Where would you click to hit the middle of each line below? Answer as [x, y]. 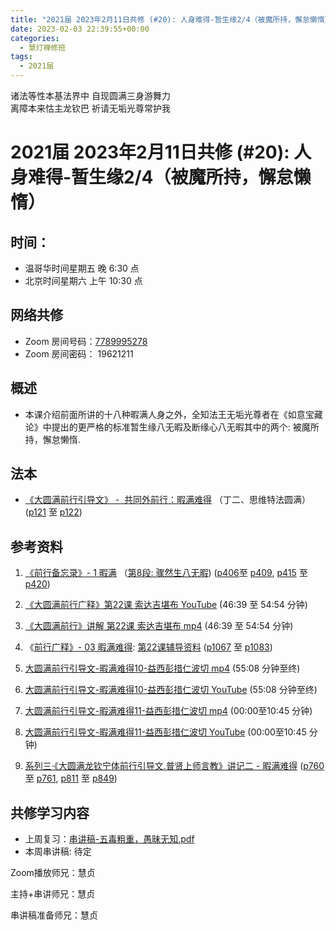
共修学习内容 [50, 812]
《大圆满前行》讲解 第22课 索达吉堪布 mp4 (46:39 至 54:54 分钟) [159, 626]
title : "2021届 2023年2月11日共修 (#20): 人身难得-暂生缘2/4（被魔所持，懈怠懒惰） [171, 19]
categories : [35, 38]
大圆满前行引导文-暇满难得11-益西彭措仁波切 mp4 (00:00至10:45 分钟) [168, 711]
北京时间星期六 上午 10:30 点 [83, 280]
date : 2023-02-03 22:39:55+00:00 [80, 29]
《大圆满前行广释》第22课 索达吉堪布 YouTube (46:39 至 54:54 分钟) [166, 605]
